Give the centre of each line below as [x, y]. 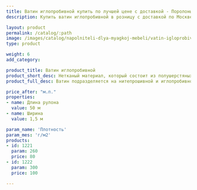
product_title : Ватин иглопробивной [51, 70]
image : [14, 39]
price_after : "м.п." [31, 92]
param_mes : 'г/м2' [28, 135]
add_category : [23, 60]
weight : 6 [18, 54]
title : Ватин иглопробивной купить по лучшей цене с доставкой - [87, 11]
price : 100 [25, 173]
